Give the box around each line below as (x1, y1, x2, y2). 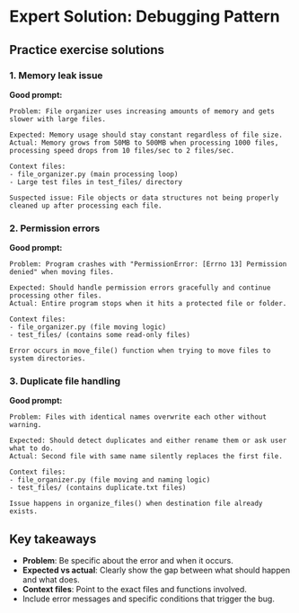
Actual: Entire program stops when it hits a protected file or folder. (9, 299, 287, 308)
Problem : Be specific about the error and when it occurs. (22, 555, 233, 566)
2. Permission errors (9, 222, 101, 235)
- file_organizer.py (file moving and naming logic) (9, 475, 211, 484)
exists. (9, 507, 39, 516)
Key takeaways (9, 531, 97, 546)
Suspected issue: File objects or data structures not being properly (9, 193, 279, 202)
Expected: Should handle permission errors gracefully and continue (9, 283, 271, 293)
